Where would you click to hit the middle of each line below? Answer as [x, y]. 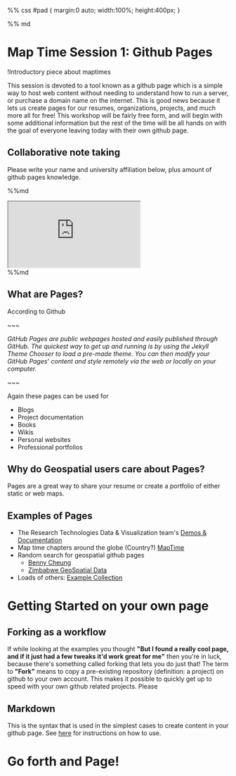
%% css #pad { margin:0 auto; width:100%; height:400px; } [94, 10]
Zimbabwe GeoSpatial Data [67, 570]
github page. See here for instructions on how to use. [84, 733]
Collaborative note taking [64, 153]
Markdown [32, 709]
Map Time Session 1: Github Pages [110, 53]
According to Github [37, 311]
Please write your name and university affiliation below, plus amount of [110, 169]
